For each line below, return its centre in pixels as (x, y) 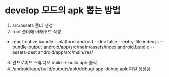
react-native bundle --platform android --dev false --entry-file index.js (86, 41)
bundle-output (27, 47)
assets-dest (25, 52)
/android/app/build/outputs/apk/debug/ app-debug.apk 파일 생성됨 (81, 69)
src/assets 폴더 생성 (32, 25)
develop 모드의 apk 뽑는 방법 (63, 10)
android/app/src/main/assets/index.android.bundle (96, 47)
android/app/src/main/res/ (66, 52)
